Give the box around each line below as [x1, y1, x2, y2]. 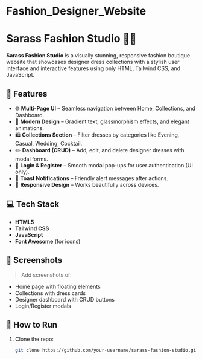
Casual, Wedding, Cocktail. [14, 140, 83, 147]
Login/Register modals [14, 302, 71, 309]
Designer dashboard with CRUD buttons [14, 296, 115, 303]
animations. [14, 124, 44, 131]
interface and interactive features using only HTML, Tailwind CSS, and [6, 65, 181, 72]
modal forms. [14, 155, 48, 163]
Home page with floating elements [14, 283, 101, 290]
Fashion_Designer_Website [6, 4, 147, 18]
